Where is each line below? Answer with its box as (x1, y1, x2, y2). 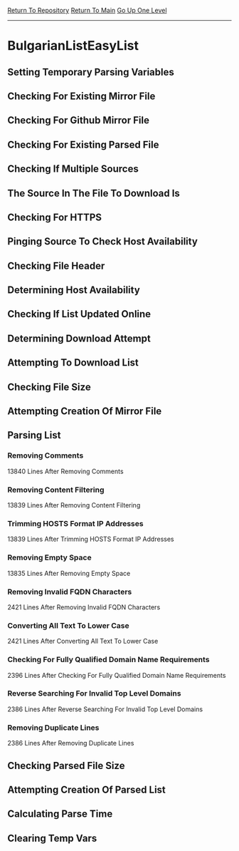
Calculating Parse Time (7, 808, 113, 820)
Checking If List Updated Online (7, 308, 152, 320)
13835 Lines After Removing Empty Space (7, 569, 131, 577)
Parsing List (7, 429, 61, 441)
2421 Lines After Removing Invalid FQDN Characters (7, 602, 161, 612)
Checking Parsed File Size (7, 759, 125, 772)
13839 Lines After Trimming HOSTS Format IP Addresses (7, 535, 174, 544)
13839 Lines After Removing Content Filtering (7, 501, 141, 510)
